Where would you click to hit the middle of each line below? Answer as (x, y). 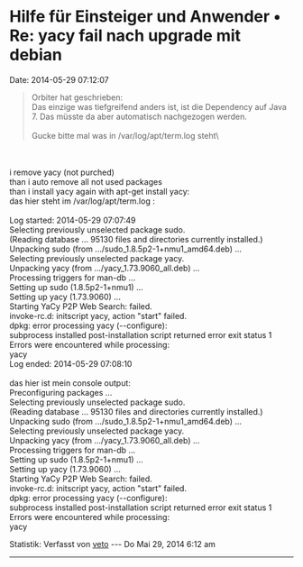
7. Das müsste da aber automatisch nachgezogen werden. (139, 116)
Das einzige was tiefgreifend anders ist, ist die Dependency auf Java (159, 106)
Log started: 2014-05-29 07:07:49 (73, 220)
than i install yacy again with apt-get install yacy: (100, 191)
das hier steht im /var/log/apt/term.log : (82, 201)
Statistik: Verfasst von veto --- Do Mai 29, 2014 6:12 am (113, 544)
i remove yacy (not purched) (62, 172)
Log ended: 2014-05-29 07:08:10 (71, 363)
